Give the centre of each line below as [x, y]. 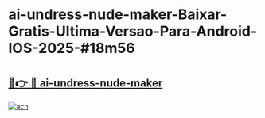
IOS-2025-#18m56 [72, 48]
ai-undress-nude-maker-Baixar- [118, 15]
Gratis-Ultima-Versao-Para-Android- [133, 31]
